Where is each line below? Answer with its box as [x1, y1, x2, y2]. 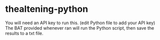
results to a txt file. [5, 30, 43, 36]
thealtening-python [5, 3, 88, 15]
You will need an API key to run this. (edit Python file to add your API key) [5, 20, 156, 26]
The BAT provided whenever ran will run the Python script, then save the [5, 25, 155, 31]
